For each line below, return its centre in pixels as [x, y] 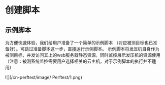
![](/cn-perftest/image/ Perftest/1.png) [44, 77]
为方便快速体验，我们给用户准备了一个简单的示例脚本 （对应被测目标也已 [79, 43]
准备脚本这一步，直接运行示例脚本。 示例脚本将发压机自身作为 [96, 49]
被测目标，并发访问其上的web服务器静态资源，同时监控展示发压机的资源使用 [83, 55]
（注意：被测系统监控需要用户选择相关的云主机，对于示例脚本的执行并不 [78, 61]
